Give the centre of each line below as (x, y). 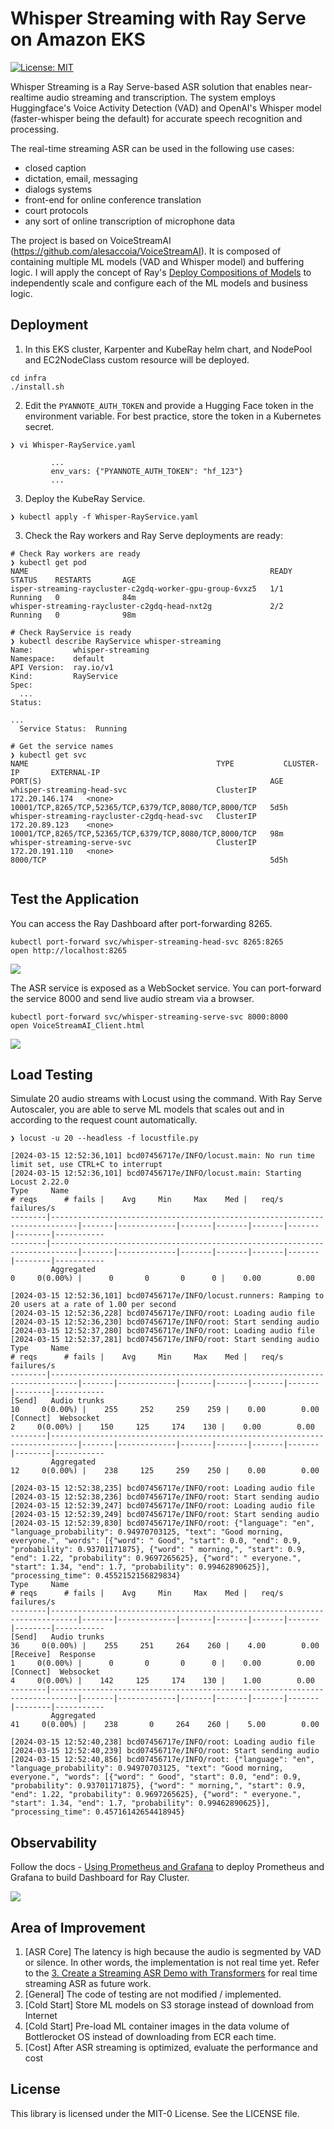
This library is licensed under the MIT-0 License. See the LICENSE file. (155, 2113)
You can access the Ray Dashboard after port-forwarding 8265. (141, 923)
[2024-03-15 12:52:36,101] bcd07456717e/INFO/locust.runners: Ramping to (167, 1296)
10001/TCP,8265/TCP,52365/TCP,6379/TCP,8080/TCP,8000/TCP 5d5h (149, 807)
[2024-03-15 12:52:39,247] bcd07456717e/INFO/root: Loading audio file (162, 1506)
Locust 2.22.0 (40, 1182)
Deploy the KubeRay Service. (85, 498)
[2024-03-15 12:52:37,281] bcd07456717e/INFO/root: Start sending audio (165, 1340)
